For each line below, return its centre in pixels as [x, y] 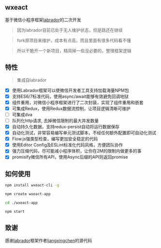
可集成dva [22, 114]
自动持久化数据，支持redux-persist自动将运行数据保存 [66, 127]
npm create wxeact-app [28, 194]
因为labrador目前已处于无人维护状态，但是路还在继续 [70, 30]
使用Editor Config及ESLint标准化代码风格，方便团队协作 [67, 145]
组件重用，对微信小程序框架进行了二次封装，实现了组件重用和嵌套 [78, 102]
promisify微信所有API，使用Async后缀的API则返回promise [70, 157]
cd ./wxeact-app [21, 202]
